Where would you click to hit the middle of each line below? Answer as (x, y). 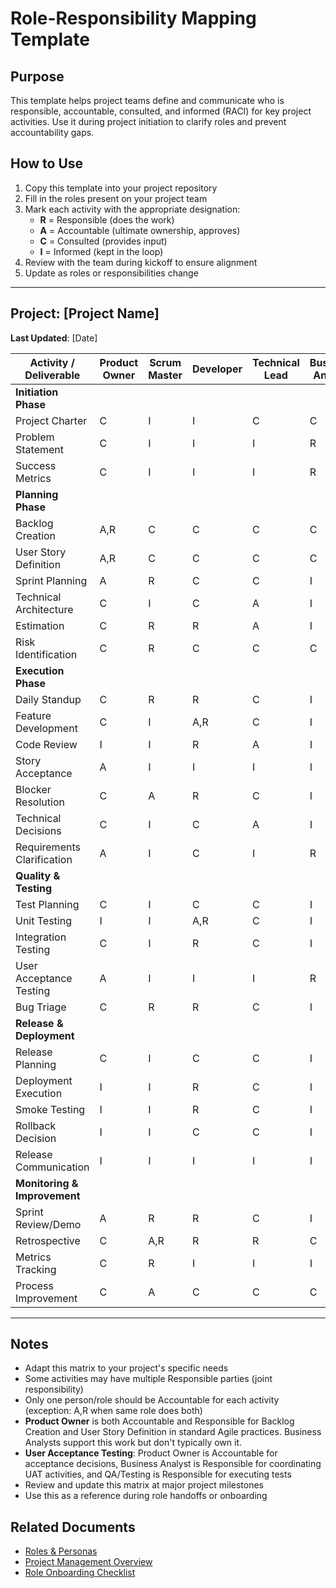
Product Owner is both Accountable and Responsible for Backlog (159, 1421)
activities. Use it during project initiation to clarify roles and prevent (148, 121)
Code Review (46, 744)
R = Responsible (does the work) (107, 219)
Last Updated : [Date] (54, 338)
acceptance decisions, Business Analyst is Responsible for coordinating (173, 1464)
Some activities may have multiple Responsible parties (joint (148, 1379)
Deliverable (52, 375)
